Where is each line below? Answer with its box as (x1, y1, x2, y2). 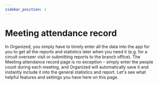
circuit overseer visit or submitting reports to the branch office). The (5, 54, 141, 60)
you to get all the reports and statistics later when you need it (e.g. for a (5, 49, 147, 54)
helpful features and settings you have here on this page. (5, 74, 119, 80)
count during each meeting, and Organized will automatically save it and (5, 64, 149, 70)
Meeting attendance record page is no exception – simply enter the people (5, 59, 154, 65)
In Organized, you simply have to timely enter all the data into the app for (5, 44, 150, 49)
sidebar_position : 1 (5, 7, 47, 12)
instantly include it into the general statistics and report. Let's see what (5, 69, 146, 75)
